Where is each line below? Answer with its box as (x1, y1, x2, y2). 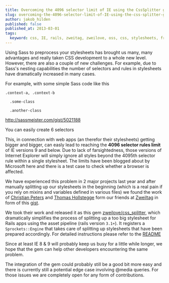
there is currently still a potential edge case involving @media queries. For (5, 266, 159, 272)
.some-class (10, 99, 35, 104)
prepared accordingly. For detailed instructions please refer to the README (5, 231, 161, 237)
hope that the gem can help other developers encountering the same (5, 246, 148, 252)
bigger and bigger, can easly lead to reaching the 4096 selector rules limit (5, 142, 161, 148)
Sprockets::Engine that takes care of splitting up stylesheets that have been (5, 225, 162, 232)
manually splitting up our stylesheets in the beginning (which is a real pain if (5, 184, 162, 190)
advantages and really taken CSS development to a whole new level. (5, 54, 147, 61)
